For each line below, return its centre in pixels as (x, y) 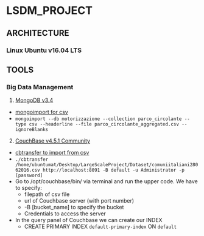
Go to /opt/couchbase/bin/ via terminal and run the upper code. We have (106, 181)
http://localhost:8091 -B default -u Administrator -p (113, 170)
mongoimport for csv (41, 112)
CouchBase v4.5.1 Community (52, 141)
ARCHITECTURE (38, 33)
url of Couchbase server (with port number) (79, 201)
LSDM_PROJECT (50, 11)
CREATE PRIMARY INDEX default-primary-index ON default (100, 227)
